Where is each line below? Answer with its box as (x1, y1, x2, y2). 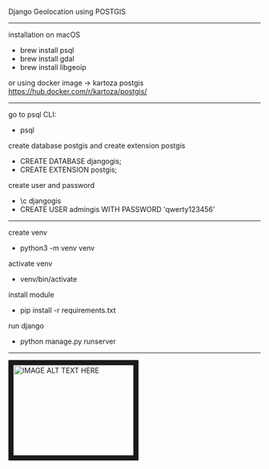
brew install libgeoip (19, 63, 86, 71)
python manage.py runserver (19, 336, 116, 346)
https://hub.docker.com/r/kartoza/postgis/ (8, 87, 147, 96)
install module (8, 290, 54, 300)
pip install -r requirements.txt (19, 305, 116, 315)
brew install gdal (19, 54, 74, 63)
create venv (8, 228, 48, 237)
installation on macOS (8, 30, 81, 39)
